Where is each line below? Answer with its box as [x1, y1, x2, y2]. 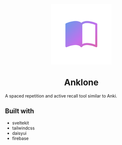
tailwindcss [12, 125, 35, 131]
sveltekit [12, 120, 29, 126]
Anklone [64, 77, 99, 88]
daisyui [12, 130, 27, 136]
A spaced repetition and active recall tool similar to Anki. [5, 93, 118, 98]
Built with [5, 107, 34, 115]
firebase [12, 135, 29, 141]
